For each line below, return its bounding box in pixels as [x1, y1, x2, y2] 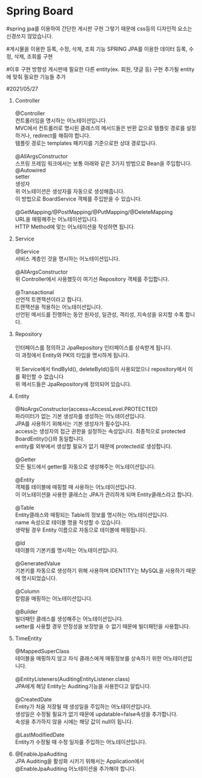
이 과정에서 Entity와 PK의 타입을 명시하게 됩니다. [14, 351, 130, 359]
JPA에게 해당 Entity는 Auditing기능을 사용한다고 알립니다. [14, 682, 152, 689]
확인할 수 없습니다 [21, 372, 64, 380]
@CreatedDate [14, 695, 52, 703]
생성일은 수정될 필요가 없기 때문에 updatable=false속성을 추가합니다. [14, 710, 178, 718]
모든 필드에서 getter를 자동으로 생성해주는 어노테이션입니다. [14, 463, 156, 470]
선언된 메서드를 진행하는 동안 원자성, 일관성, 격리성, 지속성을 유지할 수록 [14, 310, 184, 318]
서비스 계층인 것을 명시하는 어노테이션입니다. [14, 255, 121, 262]
